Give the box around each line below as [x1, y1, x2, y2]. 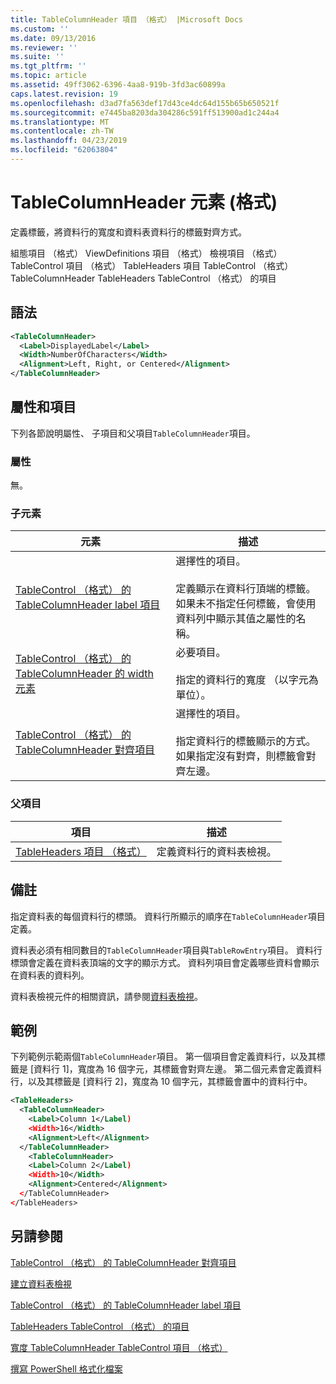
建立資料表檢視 [10, 1277, 72, 1290]
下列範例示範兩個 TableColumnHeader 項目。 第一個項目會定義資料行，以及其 [10, 1051, 317, 1063]
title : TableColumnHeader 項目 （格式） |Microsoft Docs [10, 14, 244, 25]
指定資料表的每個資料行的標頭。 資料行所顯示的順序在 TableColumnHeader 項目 [10, 910, 326, 922]
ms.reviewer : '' [10, 42, 78, 53]
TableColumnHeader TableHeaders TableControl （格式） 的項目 [10, 272, 277, 284]
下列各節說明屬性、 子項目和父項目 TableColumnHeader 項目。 [10, 427, 256, 439]
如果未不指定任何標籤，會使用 [175, 597, 317, 611]
